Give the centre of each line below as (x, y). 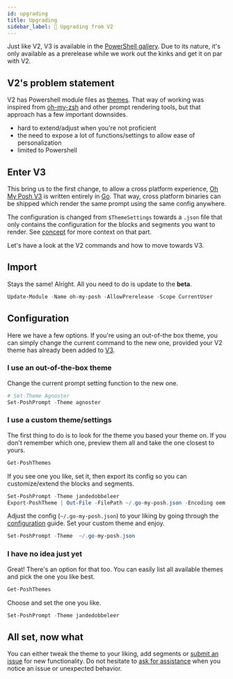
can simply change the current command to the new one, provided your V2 (115, 342)
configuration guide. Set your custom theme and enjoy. (86, 523)
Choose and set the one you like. (54, 602)
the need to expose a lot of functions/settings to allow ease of (106, 136)
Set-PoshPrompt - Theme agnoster (54, 402)
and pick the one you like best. (51, 576)
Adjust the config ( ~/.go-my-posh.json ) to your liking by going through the (113, 516)
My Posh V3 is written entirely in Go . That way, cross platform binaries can (114, 196)
